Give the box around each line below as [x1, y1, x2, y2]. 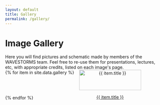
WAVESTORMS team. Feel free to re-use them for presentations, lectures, [5, 59, 156, 65]
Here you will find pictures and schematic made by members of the [5, 54, 143, 60]
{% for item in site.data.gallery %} [5, 70, 74, 75]
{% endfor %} [5, 95, 34, 101]
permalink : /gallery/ [5, 16, 50, 21]
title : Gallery [5, 12, 37, 17]
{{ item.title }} [96, 94, 124, 100]
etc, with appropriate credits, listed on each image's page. [5, 65, 124, 70]
